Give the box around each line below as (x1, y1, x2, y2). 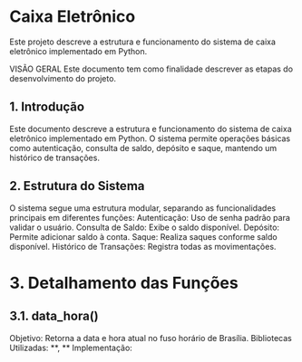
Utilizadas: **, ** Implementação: (9, 342, 133, 353)
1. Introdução (9, 100, 84, 115)
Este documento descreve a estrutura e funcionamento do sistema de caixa (9, 123, 292, 134)
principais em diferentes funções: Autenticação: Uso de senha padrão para (9, 212, 290, 223)
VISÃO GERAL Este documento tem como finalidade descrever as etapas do (9, 63, 293, 74)
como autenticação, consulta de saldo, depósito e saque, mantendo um (9, 142, 278, 153)
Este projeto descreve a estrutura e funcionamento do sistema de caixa (9, 36, 277, 47)
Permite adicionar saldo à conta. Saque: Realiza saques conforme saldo (9, 231, 278, 242)
